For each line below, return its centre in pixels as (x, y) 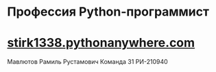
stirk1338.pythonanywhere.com (101, 43)
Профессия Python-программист (108, 12)
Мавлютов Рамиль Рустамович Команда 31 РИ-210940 (87, 62)
